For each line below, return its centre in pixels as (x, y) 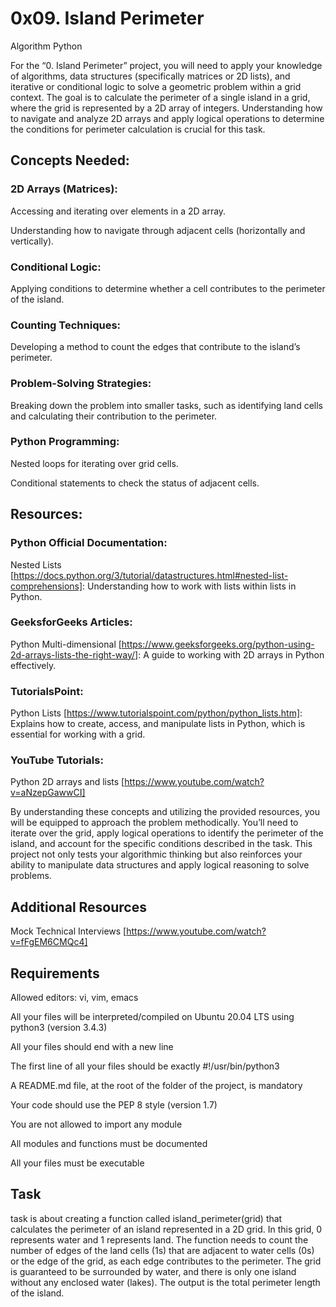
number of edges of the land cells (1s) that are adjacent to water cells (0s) (162, 1250)
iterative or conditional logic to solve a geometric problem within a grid (156, 86)
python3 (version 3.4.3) (59, 1028)
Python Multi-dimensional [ (66, 644)
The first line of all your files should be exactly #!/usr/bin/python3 (145, 1066)
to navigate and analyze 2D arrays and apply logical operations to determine (167, 118)
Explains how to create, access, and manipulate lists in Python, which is (158, 724)
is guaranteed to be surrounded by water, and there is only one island (153, 1271)
